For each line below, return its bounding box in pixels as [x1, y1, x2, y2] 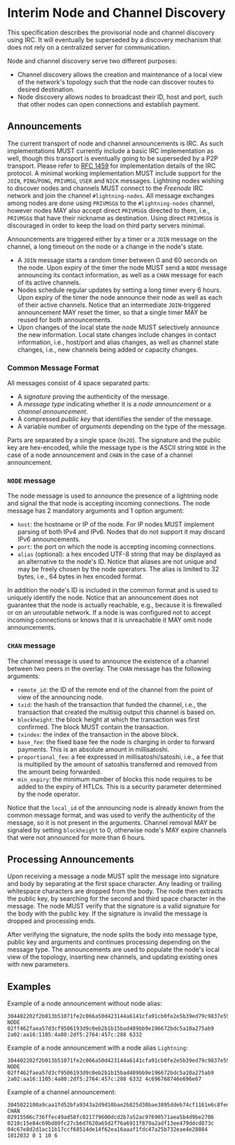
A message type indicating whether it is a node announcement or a [17, 400, 211, 409]
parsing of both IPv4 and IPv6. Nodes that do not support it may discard [17, 528, 225, 536]
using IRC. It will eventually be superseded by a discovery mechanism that [7, 35, 222, 44]
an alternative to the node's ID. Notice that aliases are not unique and [17, 557, 217, 566]
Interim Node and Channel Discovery [7, 5, 226, 21]
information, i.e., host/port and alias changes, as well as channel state [17, 338, 219, 346]
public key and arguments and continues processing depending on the [7, 938, 211, 946]
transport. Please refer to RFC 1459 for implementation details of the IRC [7, 161, 216, 170]
